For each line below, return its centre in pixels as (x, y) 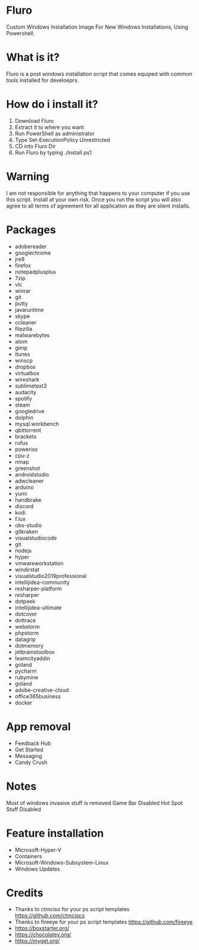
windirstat (27, 570)
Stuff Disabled (24, 809)
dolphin (24, 417)
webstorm (27, 626)
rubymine (27, 677)
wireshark (27, 379)
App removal (38, 727)
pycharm (26, 671)
